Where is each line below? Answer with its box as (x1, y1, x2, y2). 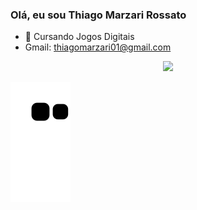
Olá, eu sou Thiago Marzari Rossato (10, 8, 187, 22)
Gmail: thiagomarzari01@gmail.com (24, 41, 172, 53)
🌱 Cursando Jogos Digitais (24, 31, 135, 43)
